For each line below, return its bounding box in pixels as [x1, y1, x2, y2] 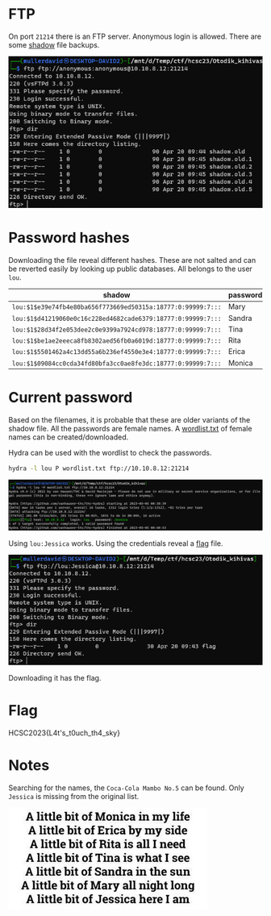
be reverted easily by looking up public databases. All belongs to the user [8, 264, 252, 273]
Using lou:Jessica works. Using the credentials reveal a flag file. [8, 539, 223, 548]
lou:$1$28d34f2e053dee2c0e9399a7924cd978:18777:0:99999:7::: [11, 326, 222, 334]
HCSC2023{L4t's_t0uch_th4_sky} [8, 727, 121, 738]
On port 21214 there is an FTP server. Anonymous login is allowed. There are [8, 31, 262, 41]
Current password [8, 389, 133, 407]
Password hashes [8, 228, 131, 247]
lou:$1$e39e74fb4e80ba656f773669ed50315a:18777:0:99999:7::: [11, 303, 222, 311]
